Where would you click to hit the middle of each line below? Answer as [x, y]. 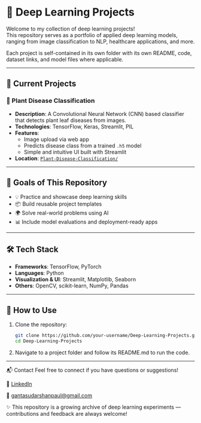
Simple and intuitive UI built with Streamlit [75, 152]
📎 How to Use [31, 310]
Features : [27, 133]
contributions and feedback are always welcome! [67, 413]
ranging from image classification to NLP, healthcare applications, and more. [100, 41]
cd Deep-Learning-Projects [48, 341]
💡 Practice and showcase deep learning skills [71, 197]
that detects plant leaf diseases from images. [71, 120]
